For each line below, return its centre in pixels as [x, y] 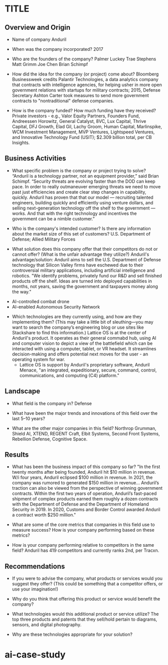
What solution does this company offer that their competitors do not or [85, 249]
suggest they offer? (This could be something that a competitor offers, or [87, 584]
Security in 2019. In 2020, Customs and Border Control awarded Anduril [86, 509]
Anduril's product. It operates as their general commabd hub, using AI [84, 338]
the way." [22, 291]
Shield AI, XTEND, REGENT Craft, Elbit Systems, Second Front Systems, [86, 433]
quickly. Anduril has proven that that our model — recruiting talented [82, 197]
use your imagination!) [35, 589]
